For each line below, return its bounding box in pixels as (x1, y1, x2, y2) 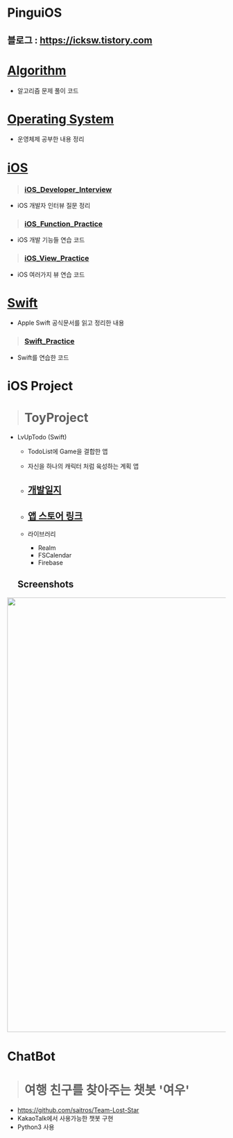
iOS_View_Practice (24, 254, 89, 263)
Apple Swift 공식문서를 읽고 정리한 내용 (17, 318, 125, 327)
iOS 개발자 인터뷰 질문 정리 (17, 201, 91, 209)
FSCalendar (37, 551, 72, 560)
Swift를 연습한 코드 (17, 353, 69, 361)
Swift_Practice (24, 336, 75, 346)
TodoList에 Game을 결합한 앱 (27, 447, 108, 455)
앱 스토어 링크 (27, 510, 83, 522)
